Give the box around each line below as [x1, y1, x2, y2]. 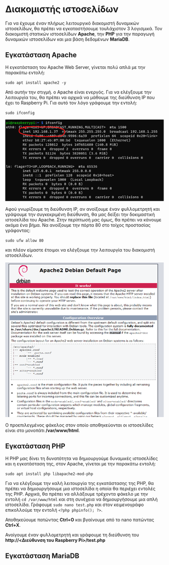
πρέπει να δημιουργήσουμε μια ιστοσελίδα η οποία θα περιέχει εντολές [5, 486, 156, 492]
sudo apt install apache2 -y [5, 80, 66, 85]
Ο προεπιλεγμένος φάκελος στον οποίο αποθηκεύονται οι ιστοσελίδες [5, 422, 154, 428]
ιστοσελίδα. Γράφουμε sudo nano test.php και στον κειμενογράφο [5, 502, 144, 508]
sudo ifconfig [5, 110, 35, 115]
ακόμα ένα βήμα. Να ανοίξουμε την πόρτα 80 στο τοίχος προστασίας [5, 222, 151, 228]
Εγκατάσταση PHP [5, 442, 65, 451]
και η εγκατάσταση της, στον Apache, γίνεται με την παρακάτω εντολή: [5, 460, 156, 466]
